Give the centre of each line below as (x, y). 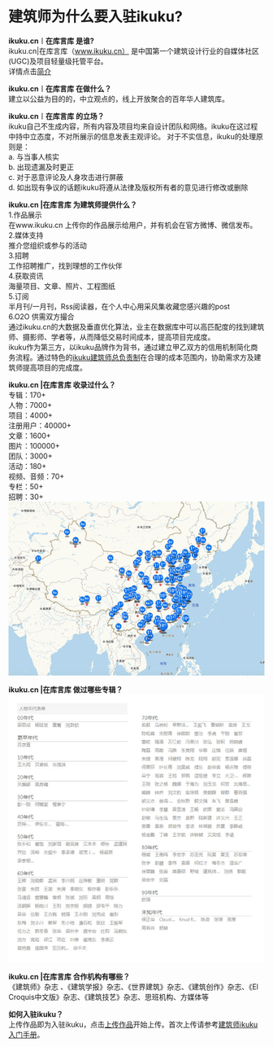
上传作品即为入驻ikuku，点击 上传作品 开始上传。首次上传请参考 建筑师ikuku (133, 1024)
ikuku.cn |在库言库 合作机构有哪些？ (69, 976)
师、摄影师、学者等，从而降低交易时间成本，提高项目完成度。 (112, 337)
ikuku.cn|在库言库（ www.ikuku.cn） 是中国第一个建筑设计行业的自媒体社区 (134, 50)
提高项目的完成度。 (54, 367)
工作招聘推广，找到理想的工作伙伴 (65, 265)
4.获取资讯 (26, 276)
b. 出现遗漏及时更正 (41, 167)
